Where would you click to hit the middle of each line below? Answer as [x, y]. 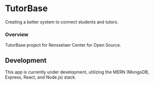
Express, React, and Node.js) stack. [41, 77]
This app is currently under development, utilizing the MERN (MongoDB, [77, 72]
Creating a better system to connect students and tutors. [62, 22]
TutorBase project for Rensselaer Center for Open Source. [63, 45]
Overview [17, 34]
